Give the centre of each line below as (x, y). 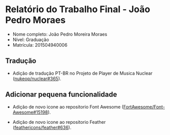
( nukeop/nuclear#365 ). (37, 78)
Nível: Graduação (31, 40)
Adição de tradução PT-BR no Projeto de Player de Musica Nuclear (82, 73)
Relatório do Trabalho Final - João (78, 9)
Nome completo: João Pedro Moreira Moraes (60, 34)
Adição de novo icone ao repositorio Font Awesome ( (68, 107)
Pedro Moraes (36, 20)
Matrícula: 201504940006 (40, 45)
